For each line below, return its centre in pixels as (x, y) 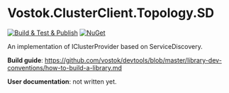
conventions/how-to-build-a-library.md (65, 67)
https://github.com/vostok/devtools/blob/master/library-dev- (133, 60)
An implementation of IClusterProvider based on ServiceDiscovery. (105, 46)
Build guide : (26, 60)
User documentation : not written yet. (62, 81)
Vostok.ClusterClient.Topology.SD (111, 13)
